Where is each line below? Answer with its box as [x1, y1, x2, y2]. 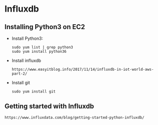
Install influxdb [11, 58, 41, 63]
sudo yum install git [11, 89, 56, 94]
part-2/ [11, 71, 27, 76]
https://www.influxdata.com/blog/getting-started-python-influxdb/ [4, 115, 145, 120]
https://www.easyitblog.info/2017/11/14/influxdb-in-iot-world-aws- [11, 67, 154, 72]
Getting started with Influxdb [4, 102, 95, 110]
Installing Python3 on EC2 [4, 23, 85, 31]
